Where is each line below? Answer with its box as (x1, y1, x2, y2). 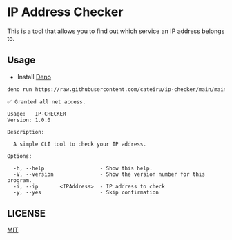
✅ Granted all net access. (7, 98, 86, 106)
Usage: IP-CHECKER (7, 110, 67, 117)
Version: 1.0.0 (7, 117, 51, 123)
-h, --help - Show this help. (13, 165, 153, 172)
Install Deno (17, 72, 52, 81)
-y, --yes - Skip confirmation (13, 189, 159, 196)
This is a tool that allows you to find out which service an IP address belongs (7, 27, 225, 35)
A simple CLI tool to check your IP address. (13, 141, 147, 148)
